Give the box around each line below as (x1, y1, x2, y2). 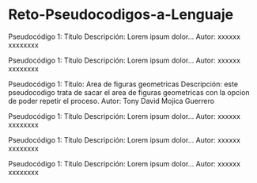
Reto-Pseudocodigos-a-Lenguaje (8, 6, 234, 24)
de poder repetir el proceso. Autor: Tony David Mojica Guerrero (8, 96, 215, 105)
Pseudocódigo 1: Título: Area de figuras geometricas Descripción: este (8, 79, 239, 89)
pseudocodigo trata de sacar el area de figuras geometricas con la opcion (8, 87, 251, 97)
